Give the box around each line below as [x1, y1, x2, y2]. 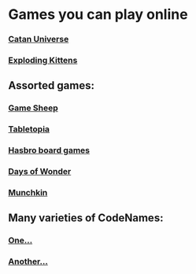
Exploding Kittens [8, 55, 78, 66]
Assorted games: [8, 79, 94, 92]
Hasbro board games [8, 145, 91, 156]
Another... [8, 256, 49, 267]
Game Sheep [8, 102, 59, 113]
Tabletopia [8, 124, 50, 135]
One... [8, 235, 33, 246]
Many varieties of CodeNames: [8, 211, 164, 225]
